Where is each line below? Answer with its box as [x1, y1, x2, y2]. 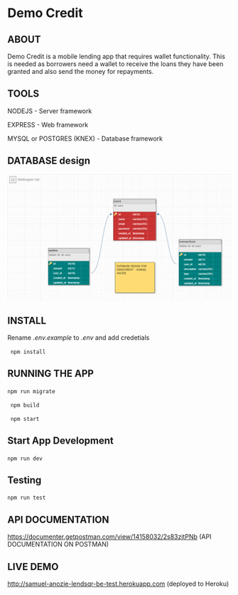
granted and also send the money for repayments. [7, 68, 154, 75]
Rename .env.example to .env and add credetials [7, 333, 150, 342]
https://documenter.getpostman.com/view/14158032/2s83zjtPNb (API [7, 532, 212, 541]
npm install [10, 348, 46, 355]
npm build [10, 402, 40, 409]
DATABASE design [7, 155, 91, 167]
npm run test [7, 494, 46, 502]
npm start [10, 415, 40, 422]
